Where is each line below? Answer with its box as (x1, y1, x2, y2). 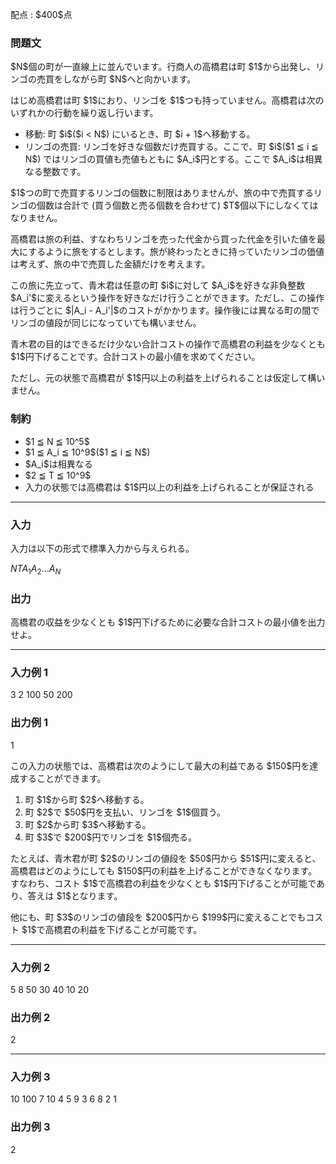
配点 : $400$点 (10, 9, 73, 20)
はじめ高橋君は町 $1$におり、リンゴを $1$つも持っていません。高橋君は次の (10, 94, 325, 107)
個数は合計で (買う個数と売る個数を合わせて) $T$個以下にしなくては (36, 199, 319, 212)
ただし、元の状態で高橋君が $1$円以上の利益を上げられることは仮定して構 (10, 372, 317, 384)
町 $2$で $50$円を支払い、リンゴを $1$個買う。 (24, 806, 227, 818)
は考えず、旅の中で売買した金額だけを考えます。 (10, 258, 211, 270)
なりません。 (10, 212, 63, 224)
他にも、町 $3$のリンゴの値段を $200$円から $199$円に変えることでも (10, 911, 307, 923)
